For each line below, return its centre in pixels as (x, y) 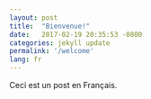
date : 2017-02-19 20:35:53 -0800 (76, 34)
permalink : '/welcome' (52, 51)
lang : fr (26, 59)
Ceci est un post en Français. (63, 85)
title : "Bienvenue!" (50, 26)
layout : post (34, 18)
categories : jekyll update (60, 43)
